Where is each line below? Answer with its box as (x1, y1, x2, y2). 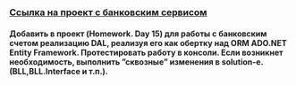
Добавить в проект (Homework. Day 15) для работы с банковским (9, 28, 267, 39)
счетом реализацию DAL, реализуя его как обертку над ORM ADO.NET (9, 37, 288, 48)
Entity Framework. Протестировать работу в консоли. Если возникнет (9, 47, 283, 58)
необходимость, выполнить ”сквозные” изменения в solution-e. (9, 56, 264, 67)
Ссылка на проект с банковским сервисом (9, 6, 207, 19)
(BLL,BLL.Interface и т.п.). (9, 66, 109, 76)
